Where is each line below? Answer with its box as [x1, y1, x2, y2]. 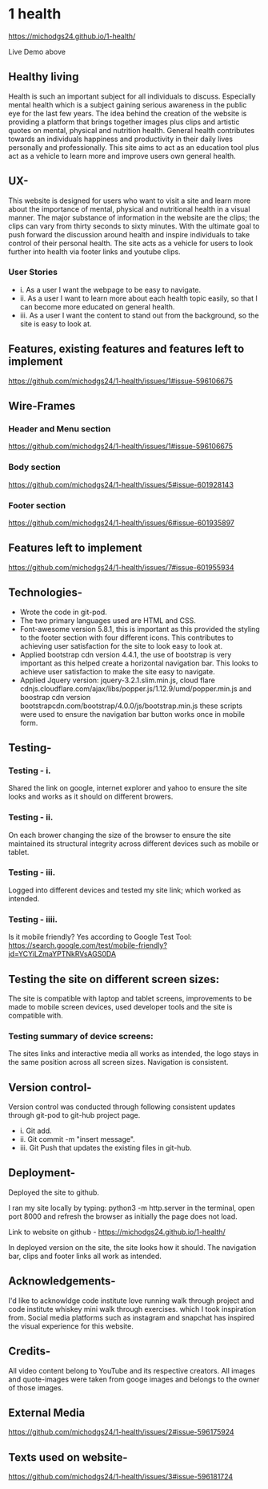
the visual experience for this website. [8, 1321, 134, 1331]
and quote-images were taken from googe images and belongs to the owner [8, 1374, 260, 1384]
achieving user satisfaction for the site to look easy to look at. [19, 641, 222, 650]
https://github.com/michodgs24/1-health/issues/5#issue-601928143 [8, 479, 234, 489]
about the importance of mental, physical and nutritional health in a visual [8, 204, 250, 213]
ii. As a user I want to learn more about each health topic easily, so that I [19, 293, 258, 303]
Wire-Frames [8, 399, 76, 413]
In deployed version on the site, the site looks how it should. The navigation [8, 1242, 257, 1252]
